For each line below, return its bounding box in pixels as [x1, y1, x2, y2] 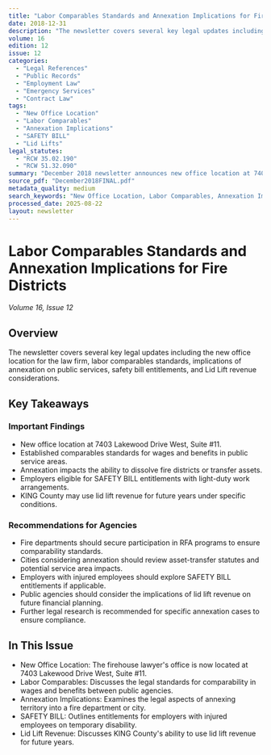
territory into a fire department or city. [19, 703, 147, 712]
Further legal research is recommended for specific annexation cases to [19, 606, 260, 616]
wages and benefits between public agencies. [19, 686, 173, 695]
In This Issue [8, 639, 74, 652]
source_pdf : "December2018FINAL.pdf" [8, 177, 135, 186]
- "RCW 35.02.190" [15, 154, 78, 162]
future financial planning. [19, 598, 103, 608]
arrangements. [19, 482, 69, 492]
